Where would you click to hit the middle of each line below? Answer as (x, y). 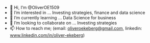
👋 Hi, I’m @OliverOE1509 (35, 7)
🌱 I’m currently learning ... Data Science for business (63, 18)
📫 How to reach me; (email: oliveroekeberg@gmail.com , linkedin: (76, 28)
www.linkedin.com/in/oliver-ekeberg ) (47, 35)
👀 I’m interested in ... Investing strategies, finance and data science (77, 13)
